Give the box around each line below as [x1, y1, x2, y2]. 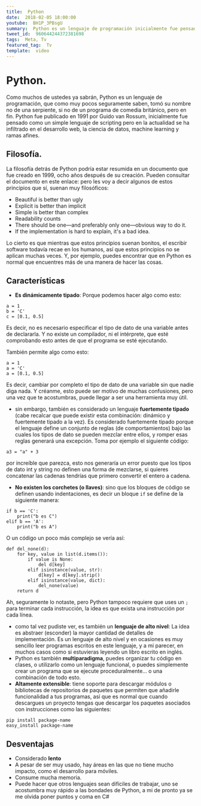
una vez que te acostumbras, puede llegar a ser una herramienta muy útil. [6, 394, 188, 401]
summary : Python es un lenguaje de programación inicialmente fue [6, 25, 178, 32]
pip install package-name [6, 717, 71, 723]
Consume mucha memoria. [14, 774, 82, 781]
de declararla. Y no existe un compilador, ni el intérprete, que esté [6, 330, 169, 338]
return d [17, 588, 39, 594]
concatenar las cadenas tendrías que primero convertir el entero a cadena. [6, 472, 191, 480]
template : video [6, 48, 50, 54]
